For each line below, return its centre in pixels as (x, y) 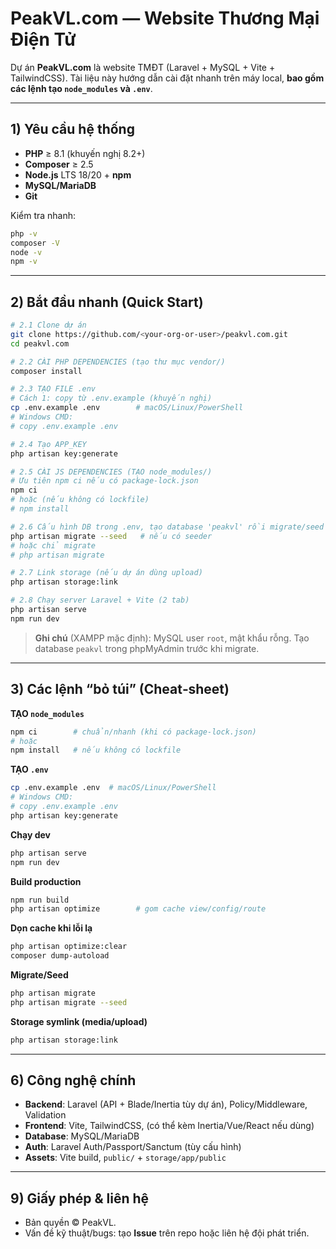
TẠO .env (29, 769)
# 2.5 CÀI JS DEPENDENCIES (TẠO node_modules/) (111, 472)
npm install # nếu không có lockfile (96, 750)
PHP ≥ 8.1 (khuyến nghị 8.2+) (85, 153)
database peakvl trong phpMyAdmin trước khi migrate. (147, 648)
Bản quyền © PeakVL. (70, 1223)
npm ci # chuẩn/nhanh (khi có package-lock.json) (133, 732)
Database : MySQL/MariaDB (82, 1136)
